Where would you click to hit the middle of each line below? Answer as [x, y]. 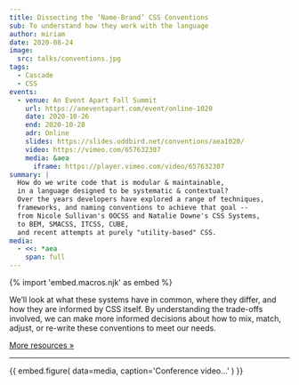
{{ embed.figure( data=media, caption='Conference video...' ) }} [126, 371]
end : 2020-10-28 [56, 125]
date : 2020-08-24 [41, 42]
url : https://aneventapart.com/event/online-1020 [119, 108]
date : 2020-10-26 [57, 116]
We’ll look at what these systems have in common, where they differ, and [143, 300]
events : [24, 92]
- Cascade [35, 76]
